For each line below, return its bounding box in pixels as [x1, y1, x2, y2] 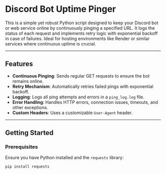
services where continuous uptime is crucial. [5, 41, 96, 46]
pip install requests [5, 164, 50, 169]
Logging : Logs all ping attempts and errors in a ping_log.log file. [12, 94, 145, 100]
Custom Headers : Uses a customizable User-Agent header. [12, 110, 133, 116]
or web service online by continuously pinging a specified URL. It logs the [5, 25, 155, 31]
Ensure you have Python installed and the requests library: [5, 155, 124, 161]
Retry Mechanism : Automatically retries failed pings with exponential [12, 83, 154, 89]
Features [5, 60, 33, 68]
